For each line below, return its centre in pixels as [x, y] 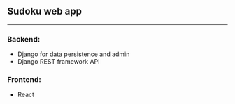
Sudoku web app [45, 11]
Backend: [24, 39]
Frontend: [24, 80]
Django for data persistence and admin [73, 54]
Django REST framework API [58, 62]
